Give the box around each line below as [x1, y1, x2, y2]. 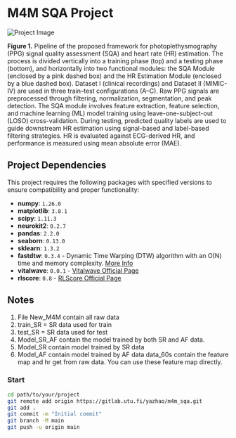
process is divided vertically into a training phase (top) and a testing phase [7, 56, 223, 65]
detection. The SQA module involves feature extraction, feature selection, [7, 101, 220, 110]
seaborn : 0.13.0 [17, 236, 65, 245]
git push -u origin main [7, 424, 80, 431]
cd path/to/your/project [7, 391, 80, 398]
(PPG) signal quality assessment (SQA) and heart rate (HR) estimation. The [7, 49, 223, 58]
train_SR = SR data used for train [17, 320, 112, 328]
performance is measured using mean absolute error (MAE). [7, 139, 182, 147]
